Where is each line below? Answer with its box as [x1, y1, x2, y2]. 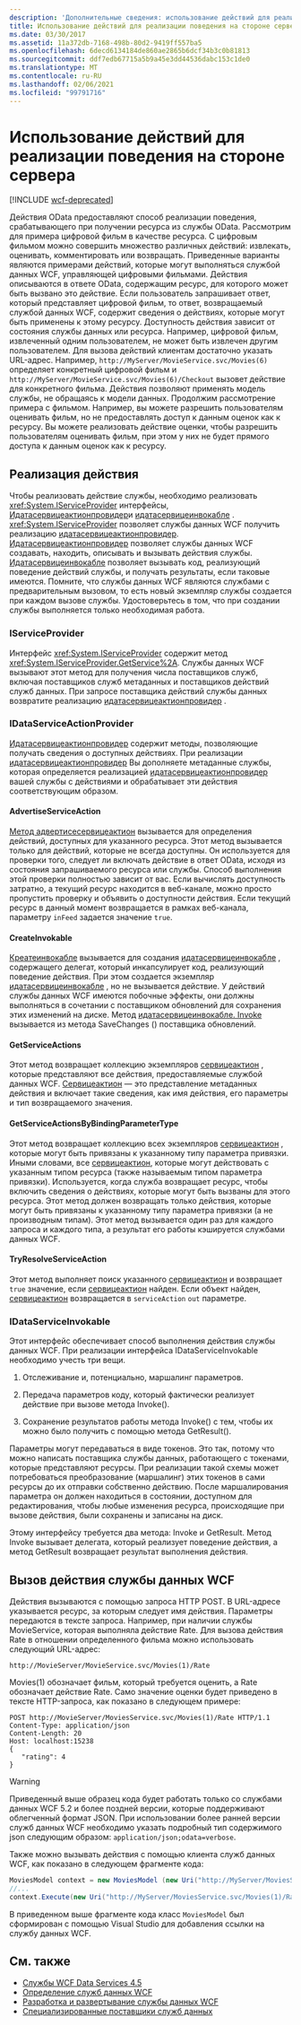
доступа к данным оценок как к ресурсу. [9, 440, 168, 451]
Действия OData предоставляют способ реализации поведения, [9, 212, 257, 222]
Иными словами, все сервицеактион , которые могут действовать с [9, 1157, 270, 1168]
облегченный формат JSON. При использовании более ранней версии [9, 1812, 280, 1823]
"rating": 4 [21, 1752, 66, 1761]
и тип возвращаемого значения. [9, 1098, 133, 1108]
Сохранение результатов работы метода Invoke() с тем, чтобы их [21, 1416, 273, 1427]
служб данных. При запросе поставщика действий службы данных [9, 685, 268, 696]
